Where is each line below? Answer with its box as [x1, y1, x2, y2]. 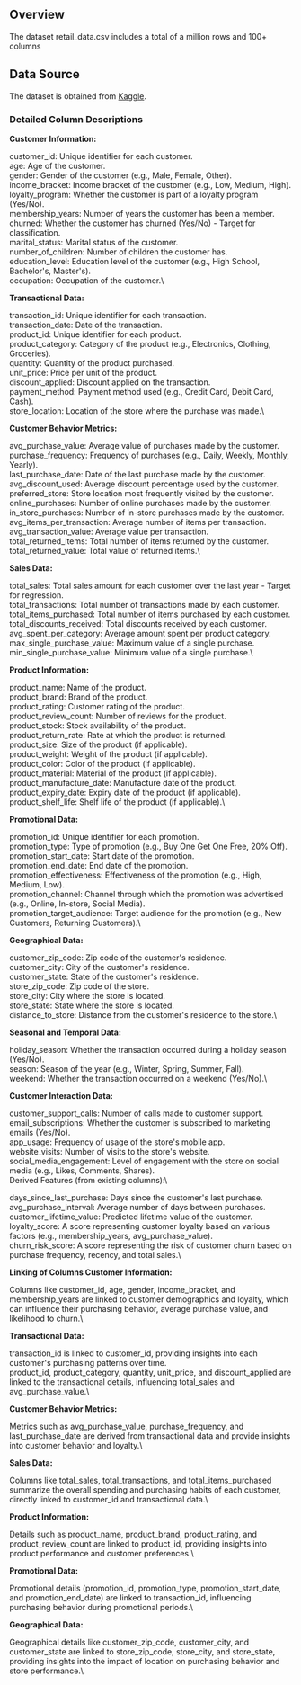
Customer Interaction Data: [9, 1090, 114, 1101]
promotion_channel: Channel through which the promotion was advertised [9, 888, 284, 899]
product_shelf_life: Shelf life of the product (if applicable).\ [9, 796, 226, 807]
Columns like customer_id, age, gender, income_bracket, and [9, 1284, 235, 1295]
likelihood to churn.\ [9, 1313, 84, 1324]
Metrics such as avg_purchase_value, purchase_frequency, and [9, 1421, 244, 1431]
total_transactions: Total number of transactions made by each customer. [9, 599, 280, 610]
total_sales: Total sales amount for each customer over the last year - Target [9, 580, 291, 591]
